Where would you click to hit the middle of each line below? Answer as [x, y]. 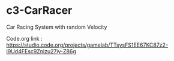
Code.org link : [25, 38]
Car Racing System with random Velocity [57, 27]
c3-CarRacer [39, 10]
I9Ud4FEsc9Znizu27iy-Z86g [41, 51]
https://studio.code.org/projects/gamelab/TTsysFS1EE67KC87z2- [87, 45]
